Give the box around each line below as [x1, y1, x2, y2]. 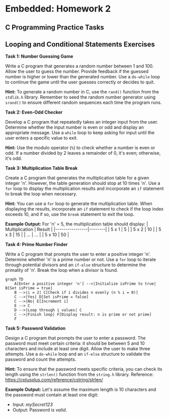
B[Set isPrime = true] [5, 286, 53, 291]
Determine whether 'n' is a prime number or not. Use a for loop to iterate [5, 257, 156, 263]
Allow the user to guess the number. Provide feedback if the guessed [5, 68, 149, 74]
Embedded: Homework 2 [5, 3, 111, 15]
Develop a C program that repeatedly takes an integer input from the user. [5, 119, 158, 125]
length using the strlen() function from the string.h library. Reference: [5, 371, 154, 377]
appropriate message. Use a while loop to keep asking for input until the [5, 130, 155, 136]
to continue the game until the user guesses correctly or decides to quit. [5, 79, 155, 85]
